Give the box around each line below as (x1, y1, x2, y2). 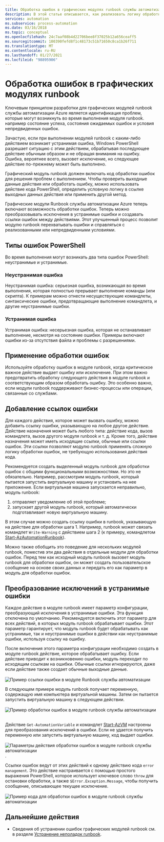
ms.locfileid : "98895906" (5, 57, 58, 62)
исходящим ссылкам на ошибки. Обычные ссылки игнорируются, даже (5, 661, 155, 667)
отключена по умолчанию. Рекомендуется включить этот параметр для (5, 615, 157, 621)
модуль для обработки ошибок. (5, 570, 71, 576)
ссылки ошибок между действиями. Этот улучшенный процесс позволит (5, 216, 158, 223)
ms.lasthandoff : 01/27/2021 (5, 52, 62, 58)
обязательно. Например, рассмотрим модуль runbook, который (5, 474, 139, 480)
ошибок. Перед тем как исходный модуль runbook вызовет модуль (5, 554, 145, 561)
